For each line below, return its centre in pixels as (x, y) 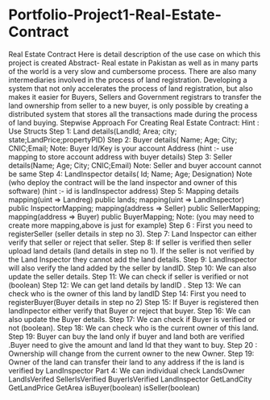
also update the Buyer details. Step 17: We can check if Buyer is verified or (132, 319)
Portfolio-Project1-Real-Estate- (115, 15)
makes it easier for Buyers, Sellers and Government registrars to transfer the (135, 97)
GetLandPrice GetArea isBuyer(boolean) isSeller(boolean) (104, 387)
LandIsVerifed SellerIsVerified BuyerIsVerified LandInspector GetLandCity (130, 379)
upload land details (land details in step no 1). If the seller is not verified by (131, 250)
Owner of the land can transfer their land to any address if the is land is (127, 362)
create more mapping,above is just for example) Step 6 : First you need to (131, 225)
